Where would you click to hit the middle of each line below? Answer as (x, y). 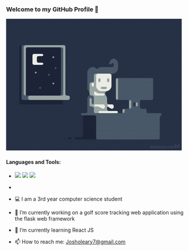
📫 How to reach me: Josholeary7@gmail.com (70, 242)
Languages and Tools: (34, 162)
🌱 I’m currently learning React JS (54, 230)
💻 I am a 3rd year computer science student (68, 199)
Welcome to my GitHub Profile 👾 (52, 9)
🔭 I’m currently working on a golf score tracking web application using (99, 212)
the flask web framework (44, 218)
